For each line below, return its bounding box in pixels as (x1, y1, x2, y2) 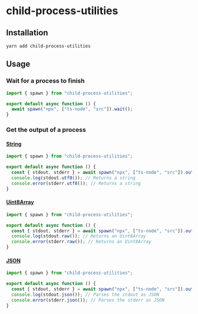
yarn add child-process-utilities (6, 43, 91, 49)
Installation (6, 28, 48, 38)
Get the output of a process (6, 125, 87, 134)
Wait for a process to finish (6, 77, 85, 85)
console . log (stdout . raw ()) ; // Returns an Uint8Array (11, 233, 146, 239)
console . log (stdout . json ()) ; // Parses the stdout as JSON (11, 292, 160, 298)
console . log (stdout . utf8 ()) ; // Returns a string (11, 175, 136, 181)
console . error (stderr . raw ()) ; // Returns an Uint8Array (11, 239, 151, 245)
